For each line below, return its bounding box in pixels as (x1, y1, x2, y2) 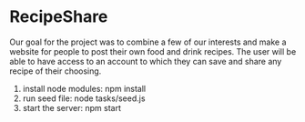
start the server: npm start (22, 102, 121, 113)
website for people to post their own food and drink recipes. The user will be (9, 46, 297, 56)
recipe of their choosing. (9, 66, 102, 76)
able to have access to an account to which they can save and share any (9, 56, 282, 66)
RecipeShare (9, 6, 108, 27)
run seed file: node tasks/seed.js (22, 93, 146, 104)
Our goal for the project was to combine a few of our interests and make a (9, 36, 287, 47)
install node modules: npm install (22, 83, 147, 94)
